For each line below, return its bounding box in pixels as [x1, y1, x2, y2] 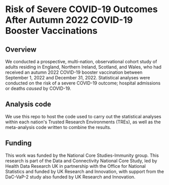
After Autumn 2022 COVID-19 [5, 14, 133, 26]
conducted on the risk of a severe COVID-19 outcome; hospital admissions [5, 80, 161, 86]
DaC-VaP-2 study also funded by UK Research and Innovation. [5, 173, 136, 180]
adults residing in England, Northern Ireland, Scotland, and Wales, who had [5, 64, 162, 70]
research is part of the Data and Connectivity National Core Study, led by [5, 158, 157, 164]
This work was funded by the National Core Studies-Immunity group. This [5, 152, 159, 158]
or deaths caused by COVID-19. [5, 85, 71, 91]
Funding [5, 139, 32, 148]
